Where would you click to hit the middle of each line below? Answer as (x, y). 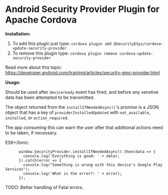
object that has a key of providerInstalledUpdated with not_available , (78, 112)
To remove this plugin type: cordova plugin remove (65, 53)
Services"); (18, 169)
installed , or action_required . (37, 118)
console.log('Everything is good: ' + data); (72, 156)
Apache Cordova (41, 20)
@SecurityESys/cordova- (138, 44)
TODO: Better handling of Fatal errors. (44, 187)
